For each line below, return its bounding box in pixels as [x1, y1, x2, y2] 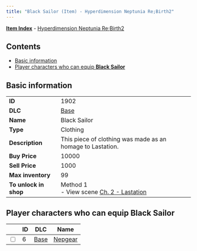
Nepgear [53, 235, 78, 243]
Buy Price [9, 152, 37, 160]
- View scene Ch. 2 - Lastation [60, 188, 147, 196]
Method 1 [60, 181, 88, 189]
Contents [6, 42, 41, 52]
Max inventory [9, 171, 51, 179]
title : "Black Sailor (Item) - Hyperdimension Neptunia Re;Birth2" [6, 8, 175, 15]
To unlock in [9, 181, 44, 189]
